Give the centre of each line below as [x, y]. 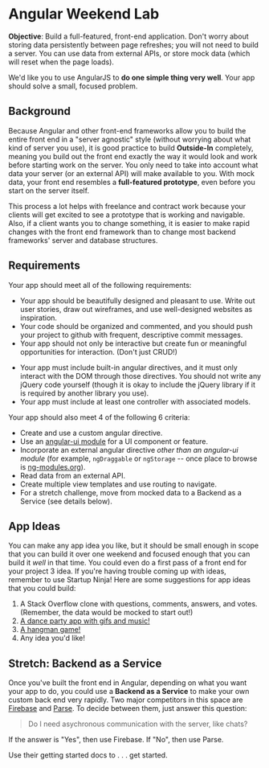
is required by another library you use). [84, 393]
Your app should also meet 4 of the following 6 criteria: [99, 417]
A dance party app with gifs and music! [85, 621]
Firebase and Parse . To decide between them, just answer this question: [128, 708]
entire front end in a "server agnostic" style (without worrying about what [130, 139]
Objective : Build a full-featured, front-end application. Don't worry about [128, 36]
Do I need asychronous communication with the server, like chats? [138, 724]
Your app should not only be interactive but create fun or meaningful [133, 343]
